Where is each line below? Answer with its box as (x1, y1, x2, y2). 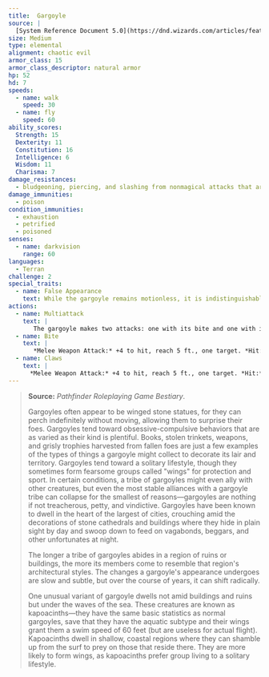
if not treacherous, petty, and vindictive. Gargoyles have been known (27, 500, 256, 510)
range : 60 (22, 250, 56, 258)
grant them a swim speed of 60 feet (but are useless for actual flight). (27, 625, 258, 635)
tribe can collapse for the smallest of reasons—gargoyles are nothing (27, 492, 256, 502)
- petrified (15, 220, 56, 228)
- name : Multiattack (15, 309, 84, 317)
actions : (8, 302, 38, 310)
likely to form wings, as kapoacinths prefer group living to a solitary (27, 651, 251, 660)
